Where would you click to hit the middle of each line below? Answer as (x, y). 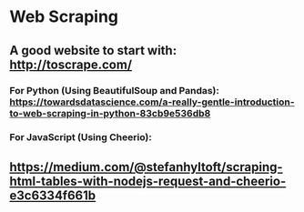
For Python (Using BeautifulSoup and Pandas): (115, 90)
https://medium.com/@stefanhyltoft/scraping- (147, 167)
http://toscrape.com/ (71, 64)
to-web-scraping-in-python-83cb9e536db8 (110, 113)
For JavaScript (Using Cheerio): (81, 137)
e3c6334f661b (53, 195)
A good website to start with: (93, 50)
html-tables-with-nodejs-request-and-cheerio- (148, 181)
